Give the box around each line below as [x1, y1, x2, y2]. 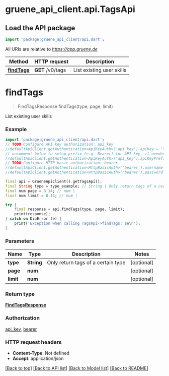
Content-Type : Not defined [12, 350, 69, 356]
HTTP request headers [5, 339, 62, 346]
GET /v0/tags [34, 67, 66, 74]
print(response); [14, 212, 51, 217]
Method [9, 58, 29, 65]
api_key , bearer [5, 326, 37, 332]
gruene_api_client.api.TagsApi [5, 4, 136, 15]
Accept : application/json [12, 355, 64, 361]
